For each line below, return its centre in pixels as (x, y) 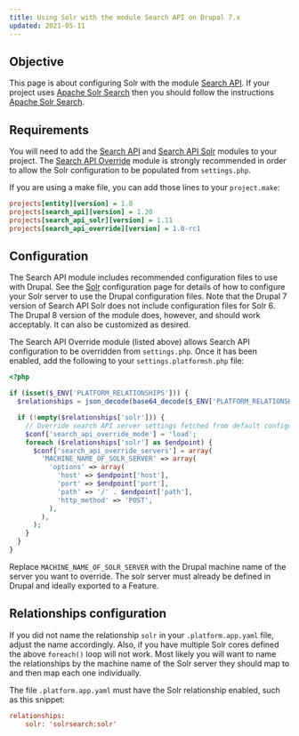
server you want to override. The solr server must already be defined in (140, 576)
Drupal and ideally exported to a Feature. (84, 585)
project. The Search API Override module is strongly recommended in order (148, 161)
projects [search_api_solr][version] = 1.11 (91, 220)
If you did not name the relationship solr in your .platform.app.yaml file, (141, 635)
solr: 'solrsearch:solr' (71, 724)
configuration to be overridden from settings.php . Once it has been (133, 351)
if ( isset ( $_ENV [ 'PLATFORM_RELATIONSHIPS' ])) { (99, 393)
